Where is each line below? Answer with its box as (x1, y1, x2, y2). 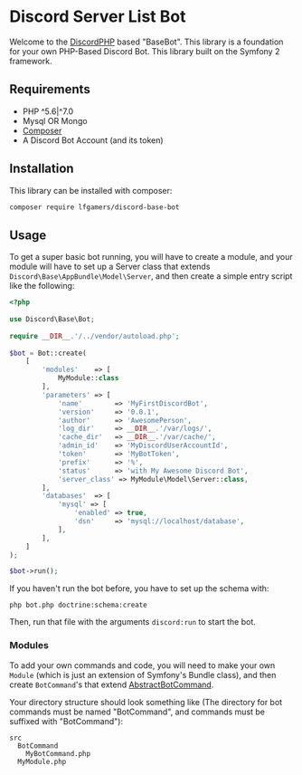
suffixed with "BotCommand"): (9, 715, 124, 726)
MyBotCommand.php (25, 749, 91, 758)
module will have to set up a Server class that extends (9, 261, 211, 273)
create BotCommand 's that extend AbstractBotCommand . (9, 679, 214, 690)
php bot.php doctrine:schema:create (9, 600, 147, 610)
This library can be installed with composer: (9, 185, 173, 196)
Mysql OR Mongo (22, 115, 88, 126)
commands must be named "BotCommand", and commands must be (9, 706, 265, 717)
